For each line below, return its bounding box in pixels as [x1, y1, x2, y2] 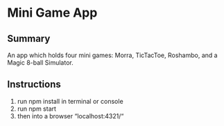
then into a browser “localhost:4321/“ [17, 111, 124, 120]
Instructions [7, 79, 61, 90]
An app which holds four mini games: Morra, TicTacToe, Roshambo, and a [7, 51, 218, 59]
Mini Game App [7, 5, 98, 21]
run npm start [17, 104, 57, 113]
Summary [7, 33, 51, 45]
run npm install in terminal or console [17, 97, 123, 105]
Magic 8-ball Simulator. [7, 58, 74, 67]
